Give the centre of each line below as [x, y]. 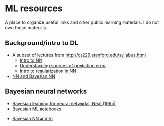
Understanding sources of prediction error [63, 65]
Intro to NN [31, 60]
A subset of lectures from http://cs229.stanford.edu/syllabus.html [79, 55]
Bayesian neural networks [46, 92]
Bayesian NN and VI [33, 118]
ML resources [34, 9]
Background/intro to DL [42, 43]
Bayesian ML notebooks [37, 109]
